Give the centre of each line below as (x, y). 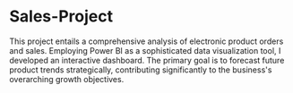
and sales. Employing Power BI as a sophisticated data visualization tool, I (145, 50)
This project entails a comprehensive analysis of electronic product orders (146, 41)
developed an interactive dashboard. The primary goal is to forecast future (147, 60)
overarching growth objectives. (67, 79)
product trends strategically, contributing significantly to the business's (141, 70)
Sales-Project (61, 17)
